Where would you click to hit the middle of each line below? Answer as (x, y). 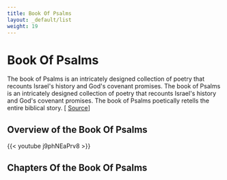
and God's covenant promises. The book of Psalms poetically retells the (108, 101)
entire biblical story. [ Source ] (49, 108)
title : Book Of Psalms (39, 13)
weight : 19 (23, 26)
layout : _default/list (39, 20)
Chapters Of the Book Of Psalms (77, 167)
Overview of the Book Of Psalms (78, 130)
